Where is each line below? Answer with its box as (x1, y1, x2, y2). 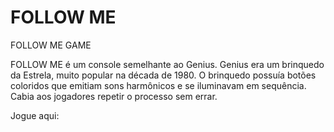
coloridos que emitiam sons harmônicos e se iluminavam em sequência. (10, 79, 307, 91)
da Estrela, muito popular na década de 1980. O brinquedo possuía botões (10, 69, 317, 81)
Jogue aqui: (10, 109, 60, 121)
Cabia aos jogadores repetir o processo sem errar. (10, 90, 218, 102)
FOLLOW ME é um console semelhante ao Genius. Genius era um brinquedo (10, 58, 325, 70)
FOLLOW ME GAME (10, 39, 92, 51)
